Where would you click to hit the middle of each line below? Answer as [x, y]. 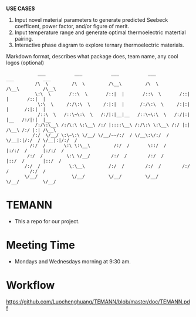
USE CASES [21, 9]
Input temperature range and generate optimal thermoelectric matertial [100, 32]
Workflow [31, 285]
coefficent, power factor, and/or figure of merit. [72, 26]
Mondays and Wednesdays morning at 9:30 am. [72, 261]
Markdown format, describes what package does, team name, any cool [92, 56]
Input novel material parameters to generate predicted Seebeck [91, 20]
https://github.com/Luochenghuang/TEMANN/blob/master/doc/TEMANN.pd [98, 301]
